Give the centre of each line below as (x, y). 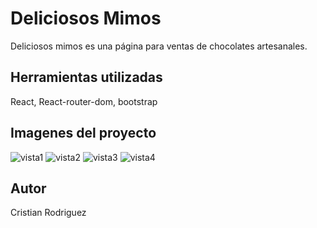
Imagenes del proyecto (83, 133)
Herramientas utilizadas (86, 77)
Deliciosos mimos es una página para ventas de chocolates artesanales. (159, 46)
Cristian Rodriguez (48, 213)
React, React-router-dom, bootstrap (84, 101)
